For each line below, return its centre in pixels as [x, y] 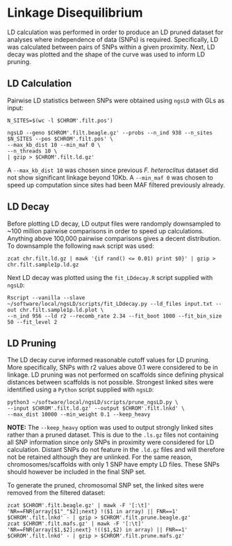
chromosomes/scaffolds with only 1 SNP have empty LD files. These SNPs [114, 465]
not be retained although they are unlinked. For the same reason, [100, 457]
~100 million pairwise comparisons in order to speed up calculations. [106, 231]
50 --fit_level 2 [32, 322]
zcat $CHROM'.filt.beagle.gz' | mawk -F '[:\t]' [79, 506]
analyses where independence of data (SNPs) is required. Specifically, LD [113, 39]
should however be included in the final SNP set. [77, 472]
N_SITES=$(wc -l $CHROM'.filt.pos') [60, 120]
